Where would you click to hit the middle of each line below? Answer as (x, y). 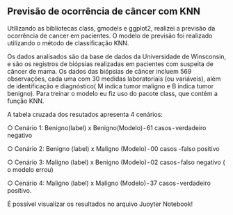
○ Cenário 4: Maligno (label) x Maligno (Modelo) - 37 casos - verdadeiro (109, 183)
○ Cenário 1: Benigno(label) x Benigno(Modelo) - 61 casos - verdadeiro (107, 127)
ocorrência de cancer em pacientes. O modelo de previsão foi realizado (110, 35)
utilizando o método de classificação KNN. (68, 43)
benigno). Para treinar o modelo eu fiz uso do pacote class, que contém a (112, 93)
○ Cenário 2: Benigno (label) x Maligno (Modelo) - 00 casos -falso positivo (114, 148)
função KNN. (26, 101)
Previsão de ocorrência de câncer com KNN (104, 11)
